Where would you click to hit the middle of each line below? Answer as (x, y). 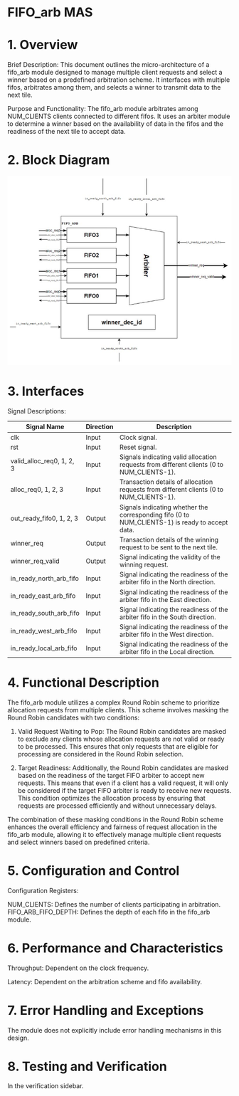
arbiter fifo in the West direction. (167, 635)
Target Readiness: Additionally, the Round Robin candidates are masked (123, 768)
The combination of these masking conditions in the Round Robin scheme (116, 819)
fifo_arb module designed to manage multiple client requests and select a (115, 73)
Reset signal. (138, 447)
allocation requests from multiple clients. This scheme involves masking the (118, 710)
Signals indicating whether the (164, 507)
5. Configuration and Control (94, 871)
